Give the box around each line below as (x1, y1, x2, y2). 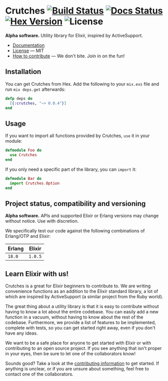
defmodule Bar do (5, 176, 42, 181)
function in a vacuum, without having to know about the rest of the (5, 314, 144, 320)
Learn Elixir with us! (5, 270, 69, 278)
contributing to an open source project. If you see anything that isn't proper (5, 345, 162, 351)
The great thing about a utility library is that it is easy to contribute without (5, 303, 159, 309)
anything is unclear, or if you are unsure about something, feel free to (5, 366, 149, 372)
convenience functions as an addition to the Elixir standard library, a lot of (5, 288, 158, 294)
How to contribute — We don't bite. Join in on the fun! (12, 53, 125, 59)
